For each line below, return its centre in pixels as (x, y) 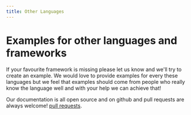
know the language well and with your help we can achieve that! (84, 88)
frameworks (36, 53)
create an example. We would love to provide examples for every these (92, 75)
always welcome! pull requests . (44, 106)
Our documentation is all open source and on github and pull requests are (95, 99)
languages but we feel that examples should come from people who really (95, 82)
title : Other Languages (35, 11)
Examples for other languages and (92, 40)
